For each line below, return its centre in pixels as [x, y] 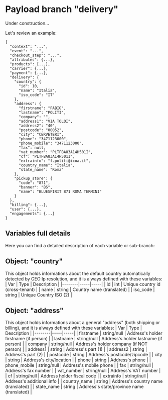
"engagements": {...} [32, 214]
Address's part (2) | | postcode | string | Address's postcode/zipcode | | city [84, 355]
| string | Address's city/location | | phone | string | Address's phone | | [78, 360]
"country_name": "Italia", [47, 165]
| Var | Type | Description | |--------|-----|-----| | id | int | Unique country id [83, 284]
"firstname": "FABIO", [42, 108]
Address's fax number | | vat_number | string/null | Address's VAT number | [83, 371]
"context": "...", [29, 46]
